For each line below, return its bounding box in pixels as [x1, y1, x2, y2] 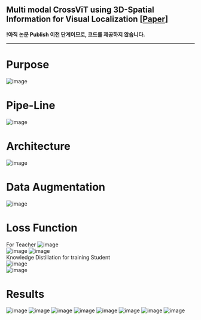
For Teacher [6, 241, 36, 248]
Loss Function [6, 221, 78, 234]
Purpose [6, 58, 50, 71]
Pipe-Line [6, 98, 56, 112]
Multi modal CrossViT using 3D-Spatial [6, 5, 154, 15]
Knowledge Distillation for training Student [6, 253, 111, 261]
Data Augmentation [6, 180, 106, 194]
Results [6, 287, 45, 301]
